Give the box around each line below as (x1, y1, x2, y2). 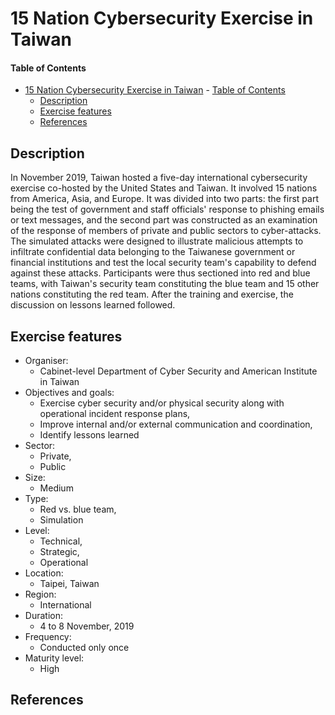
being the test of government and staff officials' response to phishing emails (10, 203, 325, 216)
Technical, (39, 535, 83, 547)
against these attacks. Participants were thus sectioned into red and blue (10, 267, 311, 279)
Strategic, (39, 546, 80, 558)
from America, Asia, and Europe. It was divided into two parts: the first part (10, 193, 319, 205)
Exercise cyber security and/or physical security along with (39, 397, 285, 409)
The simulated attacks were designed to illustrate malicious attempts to (10, 235, 304, 247)
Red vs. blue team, (39, 503, 117, 516)
